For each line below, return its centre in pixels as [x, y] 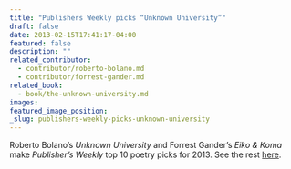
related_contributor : [51, 60]
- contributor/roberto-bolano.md [81, 69]
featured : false [40, 43]
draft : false [34, 26]
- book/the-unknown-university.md [83, 94]
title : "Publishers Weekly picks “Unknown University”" [118, 18]
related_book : [36, 85]
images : [24, 102]
